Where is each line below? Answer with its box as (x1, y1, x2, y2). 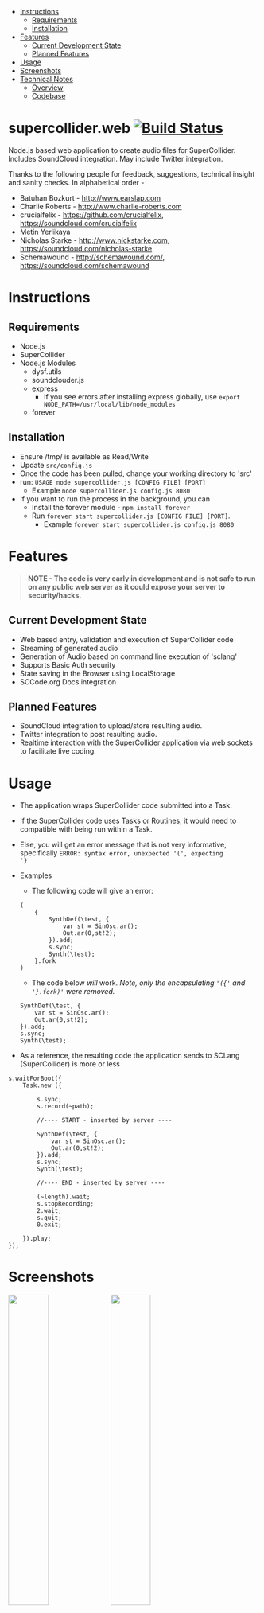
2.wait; (37, 1207, 62, 1215)
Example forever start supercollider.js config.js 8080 (43, 519, 235, 528)
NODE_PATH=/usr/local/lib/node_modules (43, 400, 177, 408)
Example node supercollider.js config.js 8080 (31, 485, 191, 495)
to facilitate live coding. (19, 746, 97, 756)
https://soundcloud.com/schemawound (19, 260, 149, 270)
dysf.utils (31, 366, 62, 376)
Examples (19, 871, 52, 880)
